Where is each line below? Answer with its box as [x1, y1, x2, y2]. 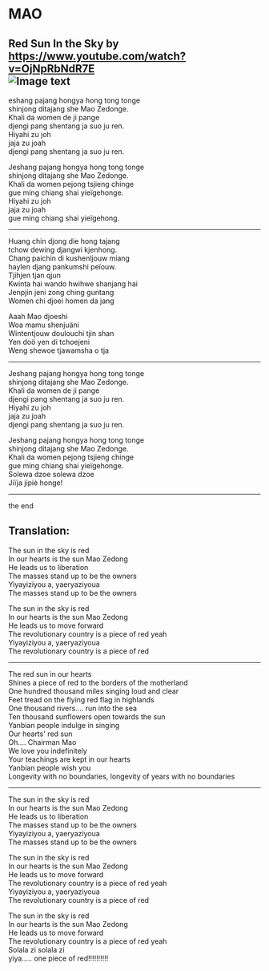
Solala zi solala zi [8, 945, 66, 954]
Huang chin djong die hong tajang [8, 237, 120, 245]
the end [8, 501, 34, 510]
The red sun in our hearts [8, 669, 92, 678]
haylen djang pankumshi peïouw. [8, 262, 117, 271]
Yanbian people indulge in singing [8, 720, 120, 730]
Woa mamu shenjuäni [8, 320, 80, 330]
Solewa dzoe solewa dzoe [8, 470, 94, 479]
